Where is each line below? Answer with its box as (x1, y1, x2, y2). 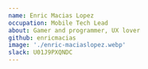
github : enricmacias (8, 33, 77, 42)
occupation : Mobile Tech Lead (8, 19, 109, 27)
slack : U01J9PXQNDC (8, 48, 73, 56)
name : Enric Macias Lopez (8, 11, 94, 20)
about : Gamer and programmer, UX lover (8, 26, 141, 34)
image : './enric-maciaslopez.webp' (8, 41, 127, 49)
